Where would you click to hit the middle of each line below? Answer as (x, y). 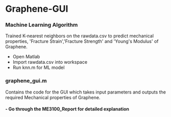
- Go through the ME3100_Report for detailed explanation (67, 109)
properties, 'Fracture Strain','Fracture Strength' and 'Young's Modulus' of (82, 41)
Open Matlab (26, 57)
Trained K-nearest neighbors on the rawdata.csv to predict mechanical (80, 36)
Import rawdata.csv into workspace (50, 62)
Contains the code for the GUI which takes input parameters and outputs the (86, 92)
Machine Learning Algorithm (42, 25)
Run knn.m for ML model (39, 67)
